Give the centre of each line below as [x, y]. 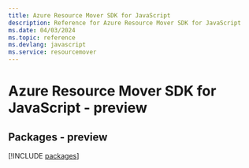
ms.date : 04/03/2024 [42, 30]
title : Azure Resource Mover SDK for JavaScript [89, 15]
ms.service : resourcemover [52, 52]
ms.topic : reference [42, 37]
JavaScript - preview [78, 108]
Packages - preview [58, 137]
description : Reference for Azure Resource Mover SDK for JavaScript [125, 23]
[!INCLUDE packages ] [44, 156]
